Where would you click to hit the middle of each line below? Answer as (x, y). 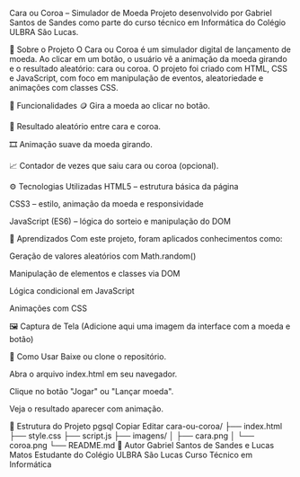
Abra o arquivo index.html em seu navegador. (93, 374)
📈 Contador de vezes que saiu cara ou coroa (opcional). (114, 166)
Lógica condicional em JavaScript (72, 291)
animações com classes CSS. (64, 88)
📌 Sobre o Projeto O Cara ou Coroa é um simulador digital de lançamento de (150, 49)
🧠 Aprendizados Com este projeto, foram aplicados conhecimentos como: (146, 238)
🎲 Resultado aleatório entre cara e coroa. (85, 126)
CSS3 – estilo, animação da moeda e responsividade (106, 204)
